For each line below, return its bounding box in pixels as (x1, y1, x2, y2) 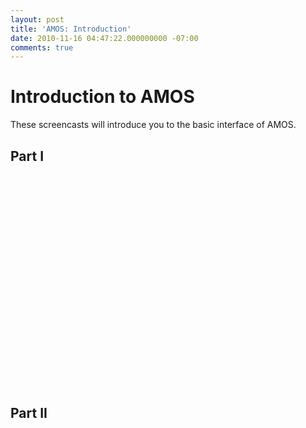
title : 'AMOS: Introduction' (10, 24, 132, 34)
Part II (10, 405, 48, 422)
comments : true (10, 42, 74, 53)
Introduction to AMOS (10, 86, 195, 108)
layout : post (10, 14, 65, 25)
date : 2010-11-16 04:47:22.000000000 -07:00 (10, 33, 199, 43)
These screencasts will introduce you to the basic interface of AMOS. (10, 119, 297, 131)
